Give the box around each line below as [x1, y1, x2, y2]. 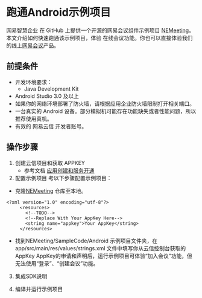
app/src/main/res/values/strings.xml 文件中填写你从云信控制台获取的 [14, 244, 186, 251]
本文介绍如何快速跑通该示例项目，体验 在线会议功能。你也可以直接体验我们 [6, 34, 193, 41]
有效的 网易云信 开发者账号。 [14, 122, 87, 130]
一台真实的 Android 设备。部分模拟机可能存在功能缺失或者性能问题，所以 [14, 107, 197, 115]
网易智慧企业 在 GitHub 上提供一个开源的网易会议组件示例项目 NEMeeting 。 [6, 27, 195, 34]
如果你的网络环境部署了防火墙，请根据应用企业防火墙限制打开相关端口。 [14, 100, 195, 107]
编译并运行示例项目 [14, 285, 63, 293]
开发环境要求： [14, 78, 52, 85]
